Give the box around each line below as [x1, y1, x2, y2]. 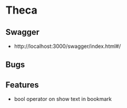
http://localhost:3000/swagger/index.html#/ [14, 42, 122, 50]
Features [5, 80, 39, 90]
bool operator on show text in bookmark [14, 96, 112, 103]
